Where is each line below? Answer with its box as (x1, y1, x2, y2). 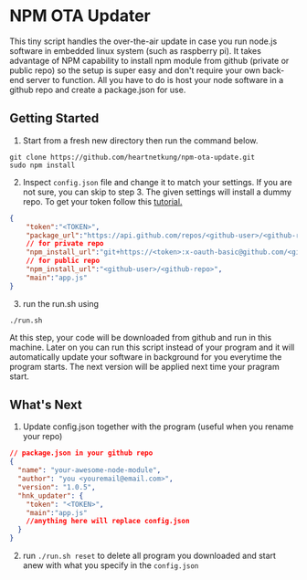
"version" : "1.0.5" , (17, 482, 96, 491)
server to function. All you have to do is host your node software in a (26, 74, 284, 85)
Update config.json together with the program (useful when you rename (22, 421, 294, 432)
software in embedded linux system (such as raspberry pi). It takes (9, 45, 262, 56)
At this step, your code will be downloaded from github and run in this (9, 332, 272, 343)
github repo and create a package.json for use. (9, 84, 186, 95)
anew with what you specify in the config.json (22, 560, 199, 571)
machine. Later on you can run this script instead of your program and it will (9, 342, 295, 353)
